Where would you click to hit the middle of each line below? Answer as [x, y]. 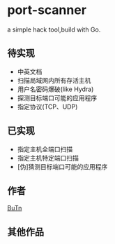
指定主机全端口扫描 [45, 149]
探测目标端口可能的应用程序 [57, 97]
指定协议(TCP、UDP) [47, 107]
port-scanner [47, 10]
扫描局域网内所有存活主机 [54, 80]
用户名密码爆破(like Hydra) [55, 89]
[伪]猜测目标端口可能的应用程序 [62, 166]
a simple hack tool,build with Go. [54, 29]
